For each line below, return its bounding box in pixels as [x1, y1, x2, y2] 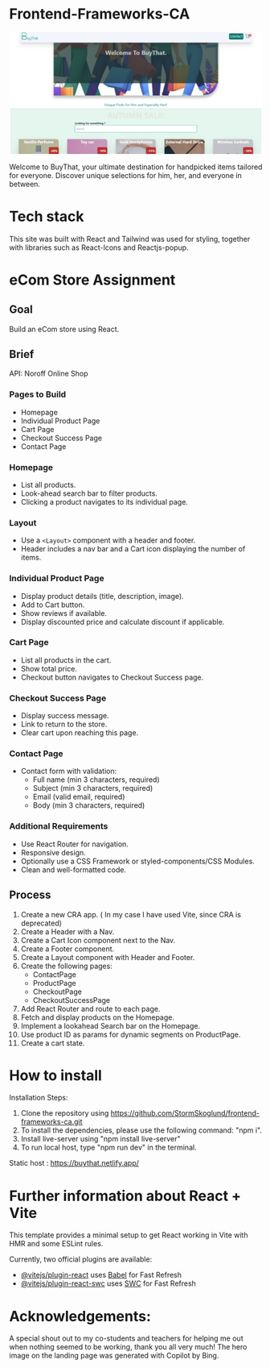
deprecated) [20, 918, 63, 928]
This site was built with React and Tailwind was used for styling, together [9, 234, 251, 243]
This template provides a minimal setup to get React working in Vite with [9, 1230, 248, 1240]
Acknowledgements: [9, 1307, 152, 1325]
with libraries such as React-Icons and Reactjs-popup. [9, 243, 189, 252]
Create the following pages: [20, 961, 113, 971]
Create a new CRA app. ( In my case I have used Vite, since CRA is [20, 909, 242, 919]
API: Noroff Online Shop [9, 368, 88, 379]
